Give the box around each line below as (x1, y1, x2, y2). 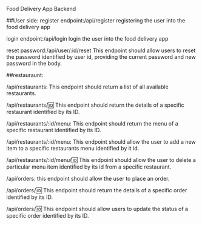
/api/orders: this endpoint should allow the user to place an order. (6, 175, 170, 182)
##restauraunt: (6, 72, 44, 78)
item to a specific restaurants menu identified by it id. (6, 145, 140, 152)
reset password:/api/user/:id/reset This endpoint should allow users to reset (6, 47, 196, 54)
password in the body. (6, 60, 62, 67)
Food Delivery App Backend (6, 5, 76, 12)
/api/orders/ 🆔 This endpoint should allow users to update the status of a (6, 206, 189, 212)
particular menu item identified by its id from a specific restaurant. (6, 163, 172, 170)
